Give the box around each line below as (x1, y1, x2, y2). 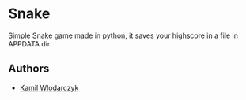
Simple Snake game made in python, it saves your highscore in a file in (8, 31, 239, 40)
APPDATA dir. (8, 39, 52, 48)
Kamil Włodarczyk (19, 83, 79, 92)
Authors (8, 62, 50, 76)
